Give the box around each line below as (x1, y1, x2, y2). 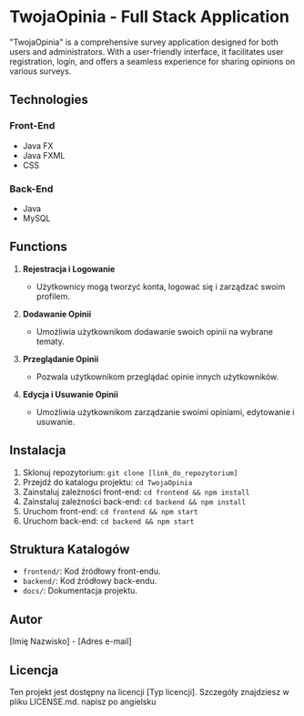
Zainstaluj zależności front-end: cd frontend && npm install (22, 486, 250, 497)
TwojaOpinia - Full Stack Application (9, 6, 289, 27)
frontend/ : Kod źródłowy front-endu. (22, 566, 161, 576)
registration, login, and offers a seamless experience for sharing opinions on (9, 56, 296, 67)
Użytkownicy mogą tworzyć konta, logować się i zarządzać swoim (35, 281, 286, 292)
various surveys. (9, 66, 72, 77)
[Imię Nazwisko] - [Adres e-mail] (9, 636, 132, 647)
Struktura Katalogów (9, 541, 130, 557)
